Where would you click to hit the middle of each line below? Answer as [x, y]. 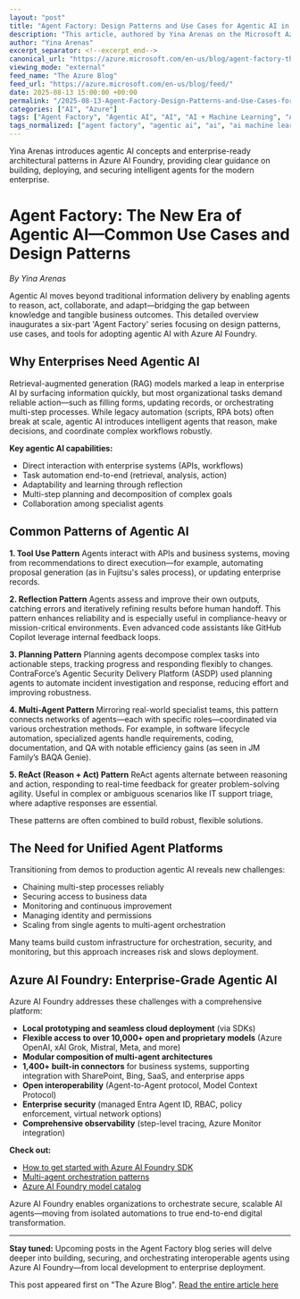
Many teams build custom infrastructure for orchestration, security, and [141, 942]
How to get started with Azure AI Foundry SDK [108, 1168]
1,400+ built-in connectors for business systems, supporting [136, 1067]
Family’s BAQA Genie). [50, 757]
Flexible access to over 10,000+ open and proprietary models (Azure [152, 1038]
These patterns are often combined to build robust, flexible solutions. [136, 820]
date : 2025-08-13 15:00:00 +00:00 [74, 92]
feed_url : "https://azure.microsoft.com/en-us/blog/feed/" [121, 84]
